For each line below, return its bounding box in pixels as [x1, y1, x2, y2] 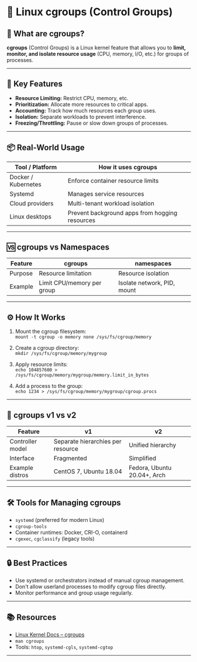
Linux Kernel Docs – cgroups [15, 631, 85, 638]
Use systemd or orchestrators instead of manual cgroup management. [15, 576, 185, 583]
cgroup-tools [15, 524, 47, 530]
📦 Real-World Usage [6, 143, 85, 153]
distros [9, 471, 29, 479]
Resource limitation [39, 269, 92, 278]
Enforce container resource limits [67, 176, 159, 185]
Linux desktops [9, 212, 52, 220]
